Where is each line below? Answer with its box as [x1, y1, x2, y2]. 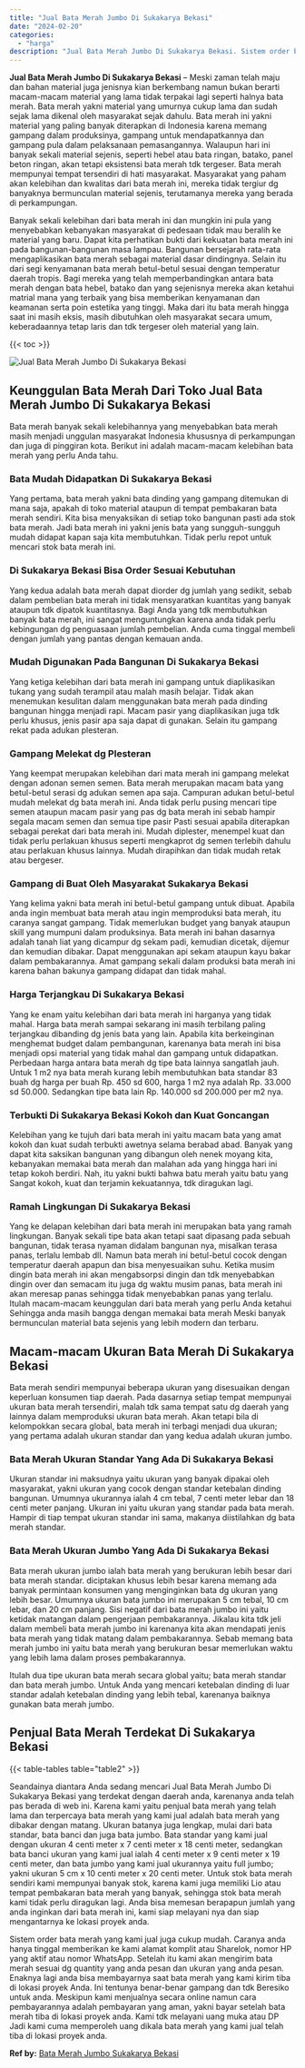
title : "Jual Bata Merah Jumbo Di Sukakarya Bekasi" [9, 13, 213, 23]
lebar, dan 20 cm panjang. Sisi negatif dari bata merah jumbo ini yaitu [9, 1604, 270, 1615]
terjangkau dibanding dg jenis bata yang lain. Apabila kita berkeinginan [9, 1028, 275, 1039]
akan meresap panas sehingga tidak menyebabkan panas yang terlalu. [9, 1289, 274, 1300]
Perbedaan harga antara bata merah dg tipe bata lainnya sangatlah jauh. [9, 1057, 280, 1068]
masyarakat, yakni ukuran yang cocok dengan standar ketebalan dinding [9, 1483, 281, 1494]
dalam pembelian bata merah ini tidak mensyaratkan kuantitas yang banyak [9, 594, 291, 605]
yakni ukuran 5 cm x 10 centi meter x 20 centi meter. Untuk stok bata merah [9, 1867, 293, 1878]
